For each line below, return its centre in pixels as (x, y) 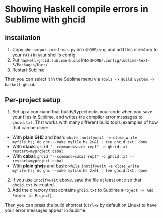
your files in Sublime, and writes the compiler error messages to (77, 117)
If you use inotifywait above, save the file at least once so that (77, 180)
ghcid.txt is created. (34, 185)
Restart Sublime (28, 70)
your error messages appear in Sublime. (46, 210)
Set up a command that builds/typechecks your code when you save (82, 111)
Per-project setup (33, 100)
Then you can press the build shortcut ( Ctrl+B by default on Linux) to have (81, 205)
